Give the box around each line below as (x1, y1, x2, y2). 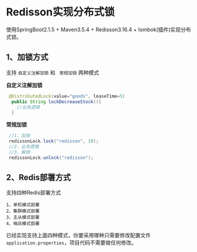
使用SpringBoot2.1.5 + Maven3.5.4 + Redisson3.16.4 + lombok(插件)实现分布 (6, 26, 192, 33)
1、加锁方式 (6, 52, 49, 62)
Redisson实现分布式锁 (6, 5, 115, 19)
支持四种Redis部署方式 (6, 189, 61, 196)
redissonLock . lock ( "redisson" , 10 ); (8, 138, 99, 144)
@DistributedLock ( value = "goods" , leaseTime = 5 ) (8, 93, 126, 99)
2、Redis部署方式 (6, 173, 71, 183)
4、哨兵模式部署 (6, 221, 40, 227)
